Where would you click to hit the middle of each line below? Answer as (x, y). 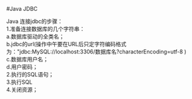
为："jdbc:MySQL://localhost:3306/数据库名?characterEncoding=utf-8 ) (97, 52)
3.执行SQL (19, 82)
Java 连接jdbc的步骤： (34, 21)
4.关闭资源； (22, 90)
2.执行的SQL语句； (30, 74)
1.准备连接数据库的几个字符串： (46, 29)
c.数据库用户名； (27, 59)
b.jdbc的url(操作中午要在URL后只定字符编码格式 (66, 44)
